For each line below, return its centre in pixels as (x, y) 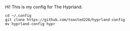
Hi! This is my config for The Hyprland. (44, 7)
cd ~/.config (18, 16)
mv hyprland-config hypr (30, 24)
